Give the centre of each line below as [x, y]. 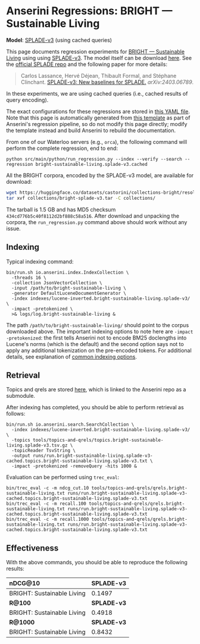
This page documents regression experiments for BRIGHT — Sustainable [96, 51]
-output [21, 456]
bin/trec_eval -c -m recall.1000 [48, 519]
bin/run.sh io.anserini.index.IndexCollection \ [68, 272]
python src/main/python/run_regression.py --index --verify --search [94, 159]
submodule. [21, 396]
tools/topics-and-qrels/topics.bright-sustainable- [98, 440]
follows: [16, 414]
